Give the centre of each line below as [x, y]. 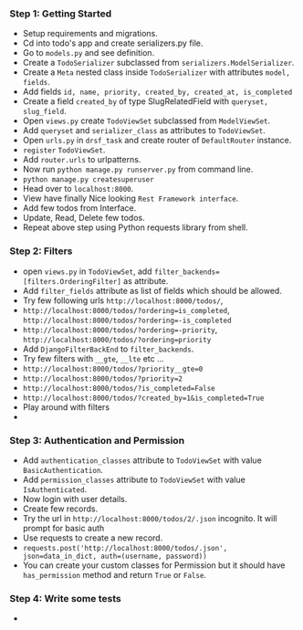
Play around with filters [66, 407]
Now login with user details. [75, 499]
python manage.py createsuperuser [88, 180]
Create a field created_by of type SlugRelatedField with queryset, [146, 101]
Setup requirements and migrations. [90, 34]
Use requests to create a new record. [93, 538]
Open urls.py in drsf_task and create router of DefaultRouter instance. [157, 141]
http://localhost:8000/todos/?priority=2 [102, 378]
